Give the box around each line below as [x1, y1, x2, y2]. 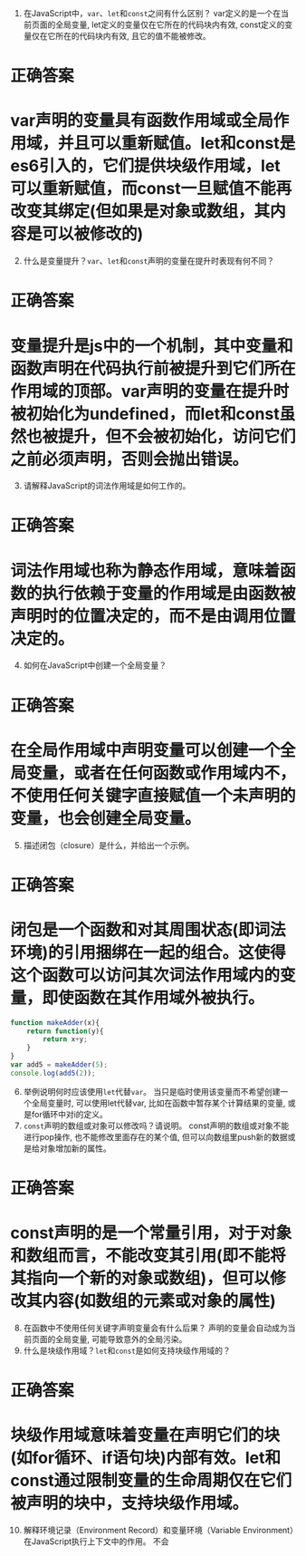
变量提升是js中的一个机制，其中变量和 [10, 335, 293, 356]
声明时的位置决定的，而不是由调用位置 [10, 605, 297, 626]
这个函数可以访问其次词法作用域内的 [10, 964, 281, 985]
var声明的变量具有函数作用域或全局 [10, 111, 274, 131]
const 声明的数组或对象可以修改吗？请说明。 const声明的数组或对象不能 [23, 1120, 290, 1131]
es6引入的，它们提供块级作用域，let [10, 156, 282, 177]
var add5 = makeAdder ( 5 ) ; [10, 1060, 108, 1069]
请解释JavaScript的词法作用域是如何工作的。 [23, 480, 191, 491]
